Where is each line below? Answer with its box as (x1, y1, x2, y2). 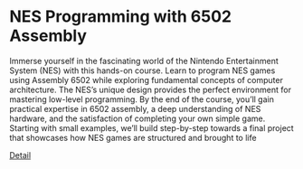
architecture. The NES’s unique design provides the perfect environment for (9, 84, 292, 95)
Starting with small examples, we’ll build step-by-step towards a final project (9, 122, 294, 133)
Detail (9, 149, 32, 160)
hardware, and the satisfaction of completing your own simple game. (9, 113, 266, 124)
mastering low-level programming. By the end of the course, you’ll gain (9, 93, 274, 105)
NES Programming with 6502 (9, 6, 232, 27)
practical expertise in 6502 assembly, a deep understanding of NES (9, 103, 261, 114)
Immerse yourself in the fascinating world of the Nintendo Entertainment (9, 55, 279, 66)
